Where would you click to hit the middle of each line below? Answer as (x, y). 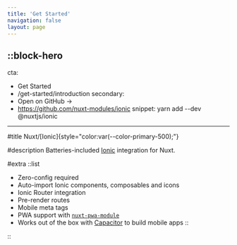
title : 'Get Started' (39, 14)
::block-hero (35, 55)
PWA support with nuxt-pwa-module (68, 215)
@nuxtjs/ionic (37, 116)
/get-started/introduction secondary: (71, 94)
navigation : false (34, 20)
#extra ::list (24, 164)
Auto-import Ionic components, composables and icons (98, 185)
